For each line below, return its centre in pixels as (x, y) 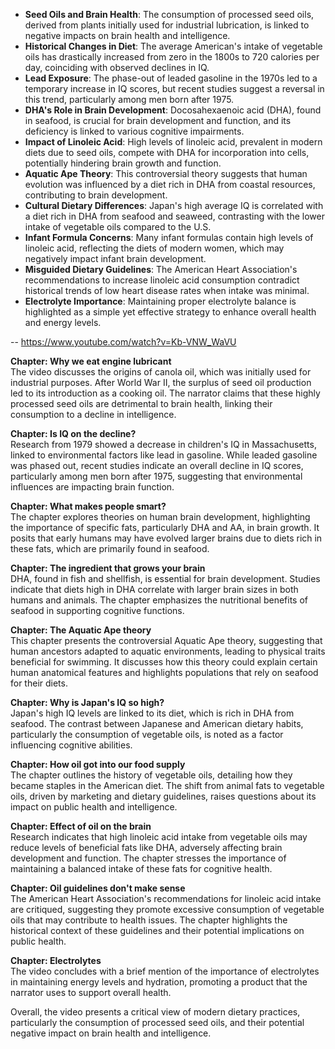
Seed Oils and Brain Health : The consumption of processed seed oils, (169, 14)
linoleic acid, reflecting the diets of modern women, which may (154, 248)
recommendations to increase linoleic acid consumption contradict (162, 280)
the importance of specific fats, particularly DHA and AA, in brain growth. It (165, 527)
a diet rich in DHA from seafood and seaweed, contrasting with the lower (174, 216)
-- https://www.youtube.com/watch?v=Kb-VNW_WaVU (123, 342)
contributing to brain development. (96, 195)
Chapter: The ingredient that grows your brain (108, 568)
